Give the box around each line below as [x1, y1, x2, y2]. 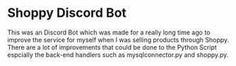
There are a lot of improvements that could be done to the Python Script [7, 43, 217, 51]
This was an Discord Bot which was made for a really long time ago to [7, 28, 211, 37]
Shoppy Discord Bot [7, 5, 127, 21]
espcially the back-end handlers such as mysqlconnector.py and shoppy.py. [7, 51, 229, 59]
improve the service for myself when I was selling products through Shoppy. [7, 35, 230, 44]
